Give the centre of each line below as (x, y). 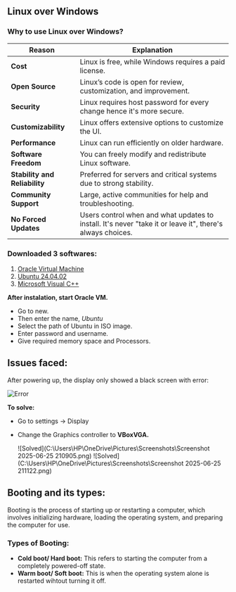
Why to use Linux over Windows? (66, 32)
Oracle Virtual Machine (51, 269)
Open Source (33, 86)
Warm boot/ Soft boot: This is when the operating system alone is (113, 573)
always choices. (106, 232)
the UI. (91, 131)
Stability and (33, 174)
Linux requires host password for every (144, 102)
